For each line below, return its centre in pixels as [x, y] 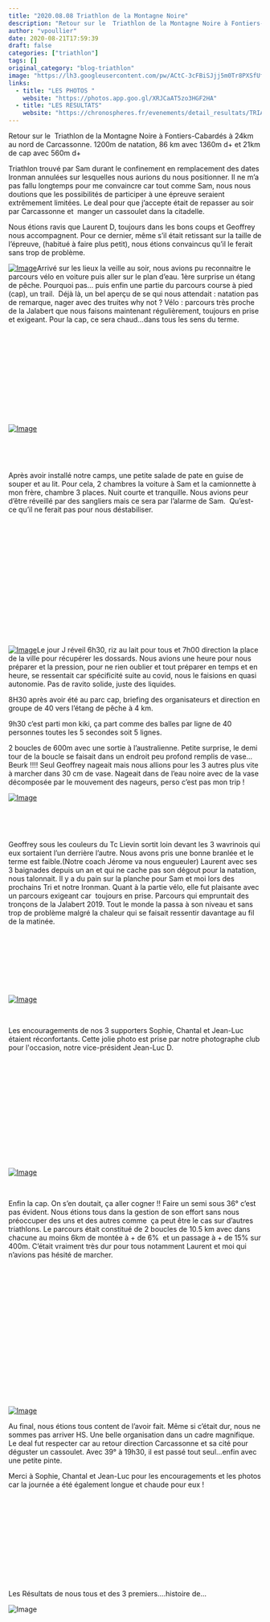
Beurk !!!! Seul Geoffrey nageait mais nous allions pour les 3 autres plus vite [133, 765]
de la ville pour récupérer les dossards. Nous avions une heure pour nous [130, 658]
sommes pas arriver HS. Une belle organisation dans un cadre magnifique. [132, 1435]
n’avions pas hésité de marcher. [61, 1255]
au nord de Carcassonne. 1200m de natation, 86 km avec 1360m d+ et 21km [135, 144]
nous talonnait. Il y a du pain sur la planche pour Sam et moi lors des [121, 879]
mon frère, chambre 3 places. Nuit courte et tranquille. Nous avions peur [129, 492]
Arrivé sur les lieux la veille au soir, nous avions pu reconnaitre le [144, 268]
